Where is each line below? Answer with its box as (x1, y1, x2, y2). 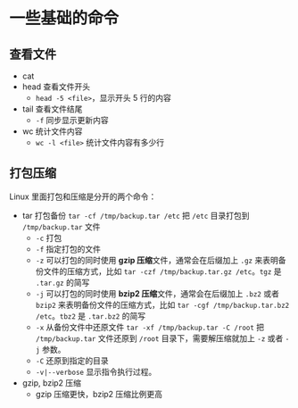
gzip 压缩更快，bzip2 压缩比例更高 (35, 388, 163, 399)
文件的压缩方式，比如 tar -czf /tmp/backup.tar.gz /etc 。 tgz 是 (43, 265, 283, 277)
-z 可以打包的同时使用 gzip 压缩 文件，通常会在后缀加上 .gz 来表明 (35, 254, 278, 265)
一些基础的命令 (9, 8, 120, 29)
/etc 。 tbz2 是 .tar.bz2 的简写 (35, 310, 145, 321)
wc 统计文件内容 (21, 126, 83, 137)
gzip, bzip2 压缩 (21, 377, 82, 388)
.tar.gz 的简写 (35, 277, 90, 287)
